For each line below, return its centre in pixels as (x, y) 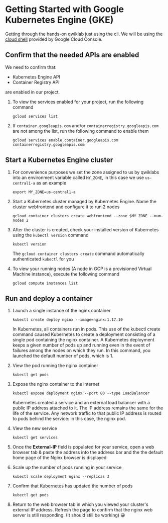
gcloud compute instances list (45, 283)
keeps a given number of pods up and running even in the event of (81, 345)
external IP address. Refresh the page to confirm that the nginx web (82, 510)
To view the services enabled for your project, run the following (78, 102)
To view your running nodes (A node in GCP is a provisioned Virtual (82, 269)
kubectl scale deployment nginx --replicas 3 (61, 477)
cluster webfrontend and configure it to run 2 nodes (66, 207)
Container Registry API (36, 82)
